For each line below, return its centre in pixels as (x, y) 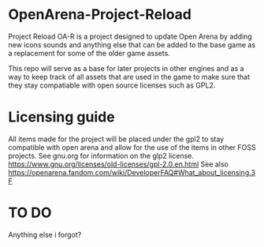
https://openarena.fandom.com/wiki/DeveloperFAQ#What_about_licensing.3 (132, 172)
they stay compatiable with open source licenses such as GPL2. (112, 85)
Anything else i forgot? (45, 234)
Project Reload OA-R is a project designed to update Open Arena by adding (130, 36)
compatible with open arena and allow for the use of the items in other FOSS (132, 147)
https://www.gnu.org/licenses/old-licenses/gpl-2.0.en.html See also (118, 164)
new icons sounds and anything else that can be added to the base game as (132, 44)
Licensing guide (62, 117)
